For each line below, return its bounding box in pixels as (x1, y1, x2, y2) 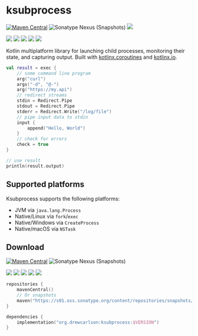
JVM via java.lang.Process (14, 207, 81, 214)
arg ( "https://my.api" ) (16, 87, 72, 93)
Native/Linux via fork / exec (14, 212, 78, 219)
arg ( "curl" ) (16, 76, 46, 82)
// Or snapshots (16, 292, 57, 298)
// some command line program (16, 70, 91, 76)
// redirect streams (16, 92, 67, 98)
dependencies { (6, 314, 44, 320)
